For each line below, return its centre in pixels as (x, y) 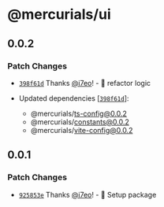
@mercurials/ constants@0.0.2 (80, 122)
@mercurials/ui (59, 15)
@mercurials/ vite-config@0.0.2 (82, 130)
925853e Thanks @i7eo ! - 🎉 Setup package (88, 194)
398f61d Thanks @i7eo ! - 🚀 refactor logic (85, 83)
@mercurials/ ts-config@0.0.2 (79, 113)
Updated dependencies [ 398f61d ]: (74, 98)
